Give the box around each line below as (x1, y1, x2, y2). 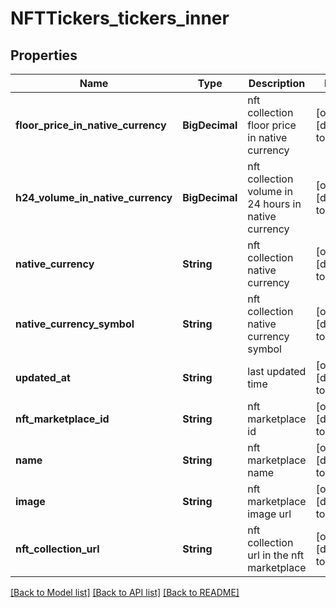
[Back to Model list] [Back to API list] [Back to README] (10, 587, 240, 598)
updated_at (15, 371, 71, 384)
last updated (247, 365, 307, 378)
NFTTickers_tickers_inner (10, 7, 230, 30)
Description (248, 77, 306, 90)
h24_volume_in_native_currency (15, 191, 173, 204)
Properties (10, 47, 78, 64)
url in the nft (247, 548, 305, 562)
